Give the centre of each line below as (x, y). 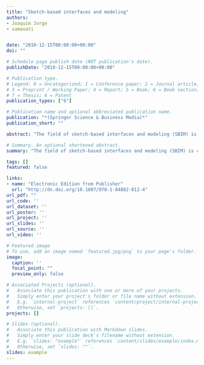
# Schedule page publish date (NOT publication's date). (80, 62)
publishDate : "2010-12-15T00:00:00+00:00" (61, 67)
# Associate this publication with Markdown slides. (77, 330)
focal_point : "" (32, 268)
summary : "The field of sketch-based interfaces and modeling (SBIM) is (100, 151)
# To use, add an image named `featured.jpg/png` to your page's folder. (102, 251)
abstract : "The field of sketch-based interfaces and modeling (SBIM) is (102, 134)
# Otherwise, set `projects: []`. (53, 307)
